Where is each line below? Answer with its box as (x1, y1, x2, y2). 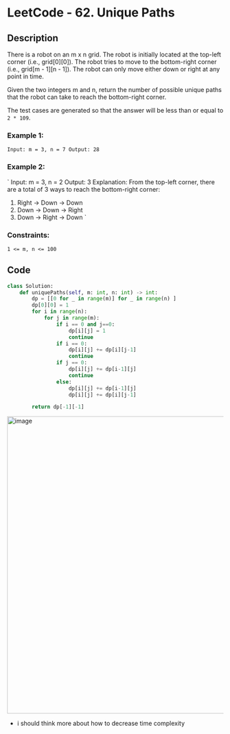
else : (56, 378, 72, 386)
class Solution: (7, 282, 54, 289)
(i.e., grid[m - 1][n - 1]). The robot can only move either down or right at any (7, 65, 220, 73)
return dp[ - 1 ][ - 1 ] (32, 403, 84, 410)
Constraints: (7, 230, 50, 240)
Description (7, 32, 58, 44)
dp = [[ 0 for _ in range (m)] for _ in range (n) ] (32, 296, 176, 302)
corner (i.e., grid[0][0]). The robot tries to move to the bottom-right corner (7, 58, 217, 66)
